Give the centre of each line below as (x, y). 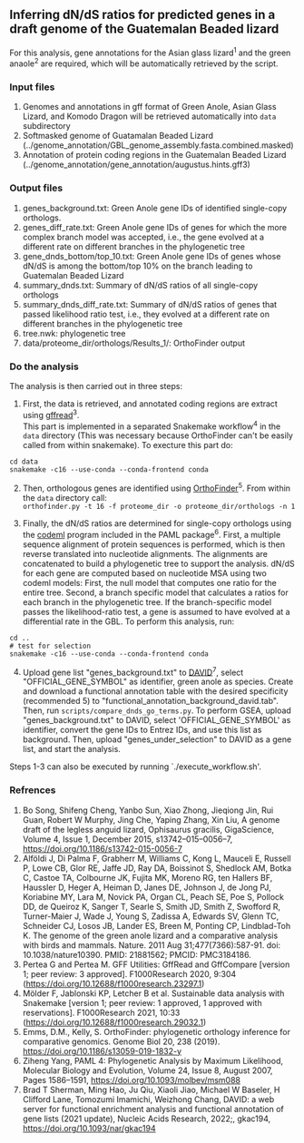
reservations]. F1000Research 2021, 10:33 (101, 1012)
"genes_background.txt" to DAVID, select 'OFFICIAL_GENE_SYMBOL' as (157, 720)
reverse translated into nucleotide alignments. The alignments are (145, 553)
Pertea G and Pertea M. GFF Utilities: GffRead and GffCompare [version (156, 964)
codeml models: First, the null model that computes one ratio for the (149, 582)
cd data (24, 462)
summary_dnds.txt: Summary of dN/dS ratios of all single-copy (140, 285)
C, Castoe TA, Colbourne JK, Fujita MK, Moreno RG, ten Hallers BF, (147, 877)
